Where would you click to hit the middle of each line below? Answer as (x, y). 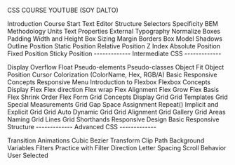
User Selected (28, 155)
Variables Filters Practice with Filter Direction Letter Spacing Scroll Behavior (117, 148)
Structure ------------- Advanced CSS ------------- (82, 127)
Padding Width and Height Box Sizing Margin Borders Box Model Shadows (115, 39)
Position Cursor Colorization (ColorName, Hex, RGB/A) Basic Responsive (112, 74)
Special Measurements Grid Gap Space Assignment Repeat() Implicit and (113, 104)
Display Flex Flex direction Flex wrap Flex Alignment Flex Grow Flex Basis (113, 90)
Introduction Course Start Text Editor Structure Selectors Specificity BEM (113, 24)
